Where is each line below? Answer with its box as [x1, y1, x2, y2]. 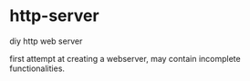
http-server [9, 5, 99, 26]
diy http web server [9, 35, 83, 46]
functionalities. [9, 63, 66, 74]
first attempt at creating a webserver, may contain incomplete [9, 53, 241, 64]
